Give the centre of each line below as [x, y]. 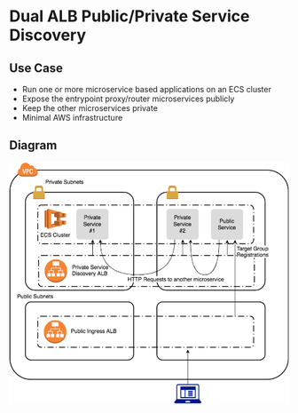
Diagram [33, 145]
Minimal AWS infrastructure [72, 118]
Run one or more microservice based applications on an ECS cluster [147, 89]
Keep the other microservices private [90, 108]
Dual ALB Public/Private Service [129, 16]
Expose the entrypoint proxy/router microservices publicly [128, 99]
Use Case [36, 68]
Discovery [48, 35]
